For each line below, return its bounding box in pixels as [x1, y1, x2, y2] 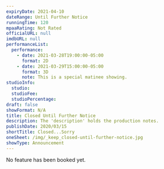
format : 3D [21, 69, 49, 75]
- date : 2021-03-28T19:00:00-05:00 [16, 52, 104, 58]
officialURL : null [6, 31, 51, 37]
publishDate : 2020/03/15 [6, 124, 67, 130]
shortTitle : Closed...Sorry [6, 129, 75, 135]
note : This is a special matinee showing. [21, 74, 128, 80]
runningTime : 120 [6, 19, 49, 25]
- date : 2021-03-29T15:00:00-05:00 [16, 63, 104, 69]
